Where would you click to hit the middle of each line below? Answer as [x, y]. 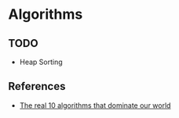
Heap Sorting [41, 62]
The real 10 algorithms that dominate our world [95, 105]
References [37, 86]
